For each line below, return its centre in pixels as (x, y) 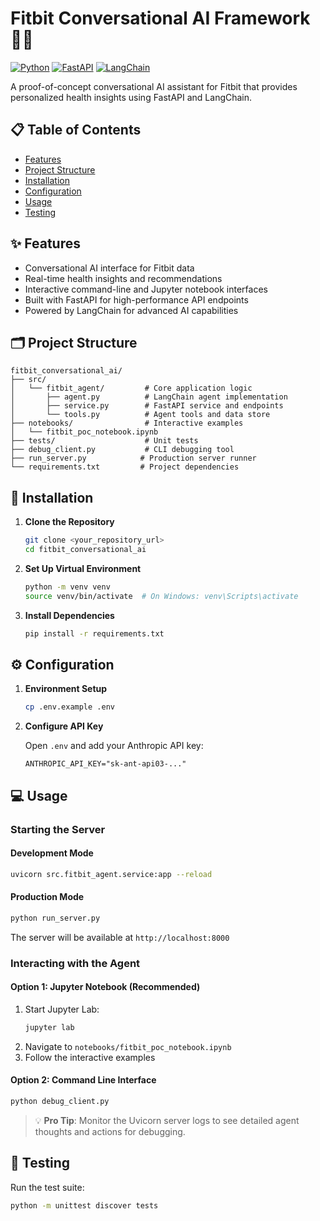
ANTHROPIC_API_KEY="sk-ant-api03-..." (105, 764)
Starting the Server (58, 829)
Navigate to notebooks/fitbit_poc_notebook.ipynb (128, 1046)
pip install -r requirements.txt (94, 633)
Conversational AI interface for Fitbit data (109, 268)
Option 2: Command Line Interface (83, 1080)
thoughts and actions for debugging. (110, 1131)
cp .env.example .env (69, 707)
